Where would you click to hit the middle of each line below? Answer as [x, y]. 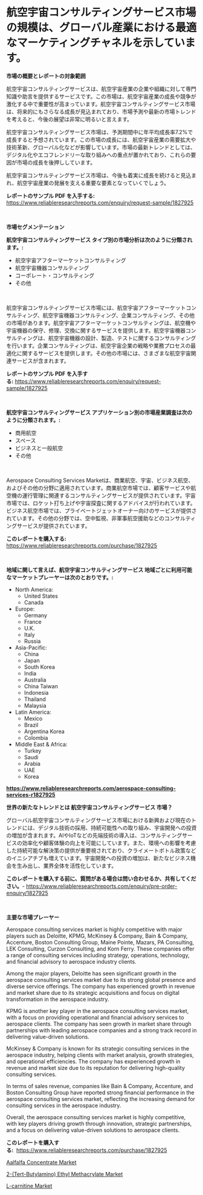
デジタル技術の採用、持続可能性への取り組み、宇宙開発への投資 [117, 828]
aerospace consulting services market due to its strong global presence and [101, 980]
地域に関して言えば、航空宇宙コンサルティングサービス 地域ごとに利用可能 [99, 570]
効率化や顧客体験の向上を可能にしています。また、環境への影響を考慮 [109, 843]
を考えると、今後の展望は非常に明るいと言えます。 [69, 119]
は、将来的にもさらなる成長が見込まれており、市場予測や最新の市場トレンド [101, 111]
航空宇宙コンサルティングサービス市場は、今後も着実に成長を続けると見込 [99, 175]
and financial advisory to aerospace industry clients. [72, 961]
